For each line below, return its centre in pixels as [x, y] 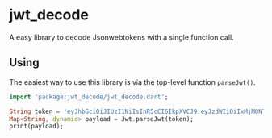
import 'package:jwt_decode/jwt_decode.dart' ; [89, 97]
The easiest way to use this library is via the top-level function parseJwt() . [133, 82]
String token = [35, 111]
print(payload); [36, 127]
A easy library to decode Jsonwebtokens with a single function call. [121, 37]
